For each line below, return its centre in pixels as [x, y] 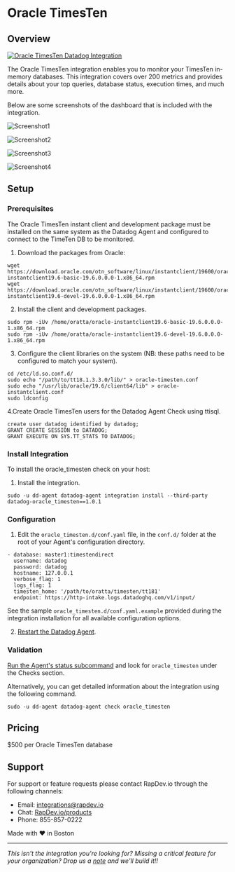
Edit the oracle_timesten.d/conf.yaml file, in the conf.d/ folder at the [117, 535]
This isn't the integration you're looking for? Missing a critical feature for [112, 854]
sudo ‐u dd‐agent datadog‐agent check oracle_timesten [89, 707]
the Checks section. [36, 673]
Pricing [23, 728]
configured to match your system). [67, 361]
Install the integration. [49, 482]
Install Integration [38, 454]
